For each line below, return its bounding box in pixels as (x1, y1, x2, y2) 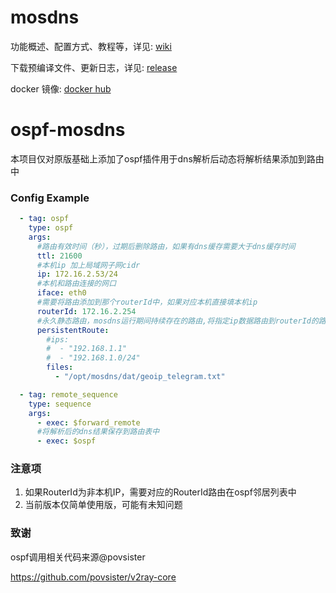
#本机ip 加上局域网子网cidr (36, 260, 141, 270)
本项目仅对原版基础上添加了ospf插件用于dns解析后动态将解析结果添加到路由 (10, 152, 325, 165)
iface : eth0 (36, 288, 87, 298)
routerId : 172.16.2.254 (36, 306, 137, 316)
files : (46, 362, 74, 373)
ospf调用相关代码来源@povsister (10, 551, 146, 563)
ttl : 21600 (36, 251, 83, 261)
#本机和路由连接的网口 (36, 279, 117, 289)
